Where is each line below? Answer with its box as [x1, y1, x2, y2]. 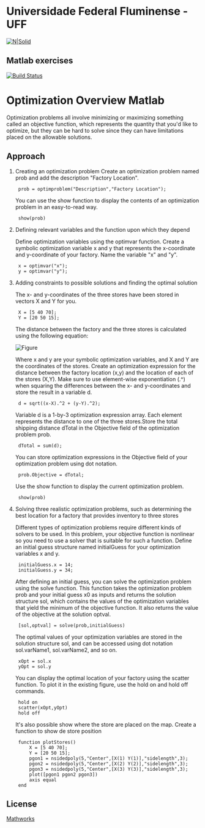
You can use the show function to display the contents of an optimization [15, 197, 199, 204]
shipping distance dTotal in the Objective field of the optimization [15, 424, 180, 432]
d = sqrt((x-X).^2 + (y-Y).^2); [18, 400, 101, 406]
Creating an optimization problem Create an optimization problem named [15, 167, 199, 175]
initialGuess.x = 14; [18, 561, 73, 568]
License [6, 798, 37, 809]
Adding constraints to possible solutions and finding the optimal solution [15, 278, 198, 286]
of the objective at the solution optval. [15, 610, 111, 618]
